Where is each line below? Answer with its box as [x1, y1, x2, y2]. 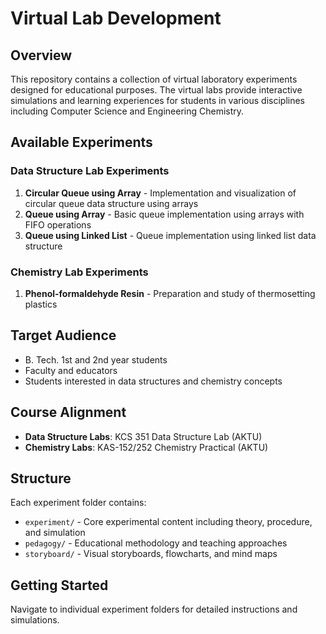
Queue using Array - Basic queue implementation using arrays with [24, 208, 305, 220]
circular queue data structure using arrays [24, 197, 199, 209]
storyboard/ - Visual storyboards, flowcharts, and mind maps [24, 548, 278, 560]
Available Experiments [10, 134, 153, 151]
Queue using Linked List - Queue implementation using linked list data [24, 229, 317, 241]
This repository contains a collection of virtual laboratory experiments [10, 73, 298, 85]
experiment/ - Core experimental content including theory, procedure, [24, 516, 313, 528]
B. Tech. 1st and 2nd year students [24, 353, 168, 366]
